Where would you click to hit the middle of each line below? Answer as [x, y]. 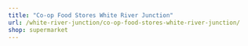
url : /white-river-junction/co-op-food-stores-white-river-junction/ [124, 23]
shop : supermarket [38, 30]
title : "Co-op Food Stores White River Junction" [91, 15]
